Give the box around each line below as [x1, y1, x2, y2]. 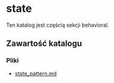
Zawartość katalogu [6, 39, 82, 49]
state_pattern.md [14, 70, 57, 77]
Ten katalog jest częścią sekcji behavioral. [6, 21, 109, 28]
